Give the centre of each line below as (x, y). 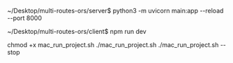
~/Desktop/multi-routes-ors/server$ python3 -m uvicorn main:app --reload (115, 11)
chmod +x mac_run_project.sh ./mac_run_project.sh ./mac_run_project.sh (113, 45)
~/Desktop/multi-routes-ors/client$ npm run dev (77, 31)
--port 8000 (25, 18)
